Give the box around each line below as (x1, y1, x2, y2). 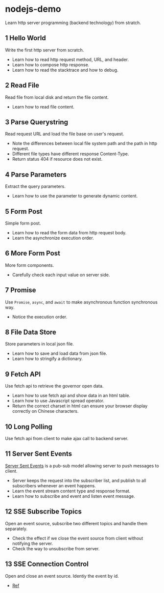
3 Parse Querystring (5, 118, 69, 126)
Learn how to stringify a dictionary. (12, 356, 83, 362)
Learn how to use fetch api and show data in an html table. (12, 393, 131, 398)
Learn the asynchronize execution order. (12, 235, 94, 241)
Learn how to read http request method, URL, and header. (12, 56, 129, 62)
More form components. (5, 262, 54, 268)
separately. (5, 526, 28, 532)
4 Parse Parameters (5, 170, 67, 179)
